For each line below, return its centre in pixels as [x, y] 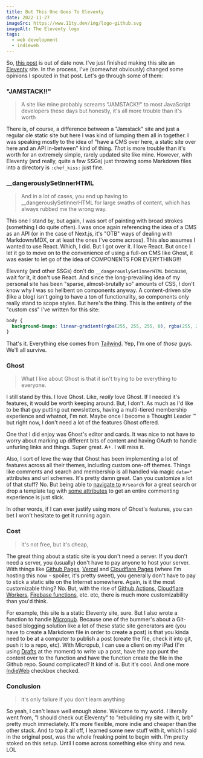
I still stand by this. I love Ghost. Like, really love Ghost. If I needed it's [93, 397]
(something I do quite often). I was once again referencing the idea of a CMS [101, 227]
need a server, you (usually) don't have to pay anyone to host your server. [98, 562]
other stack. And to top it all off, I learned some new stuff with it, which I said [101, 730]
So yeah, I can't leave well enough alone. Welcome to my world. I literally [97, 711]
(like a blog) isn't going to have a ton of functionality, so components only [98, 297]
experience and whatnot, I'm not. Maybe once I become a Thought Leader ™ [101, 416]
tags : [13, 34]
